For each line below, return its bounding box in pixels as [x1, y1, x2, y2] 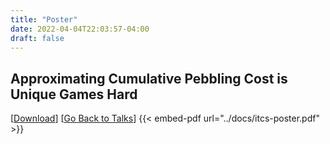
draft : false [10, 33, 65, 43]
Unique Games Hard [10, 86, 138, 103]
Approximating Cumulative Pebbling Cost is [10, 70, 288, 87]
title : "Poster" [10, 14, 78, 25]
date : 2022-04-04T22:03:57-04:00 [10, 24, 150, 34]
